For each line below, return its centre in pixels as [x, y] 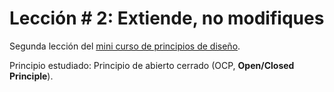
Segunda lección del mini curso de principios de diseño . [125, 46]
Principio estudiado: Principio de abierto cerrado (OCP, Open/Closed [152, 65]
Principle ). [31, 76]
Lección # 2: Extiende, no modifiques [167, 18]
